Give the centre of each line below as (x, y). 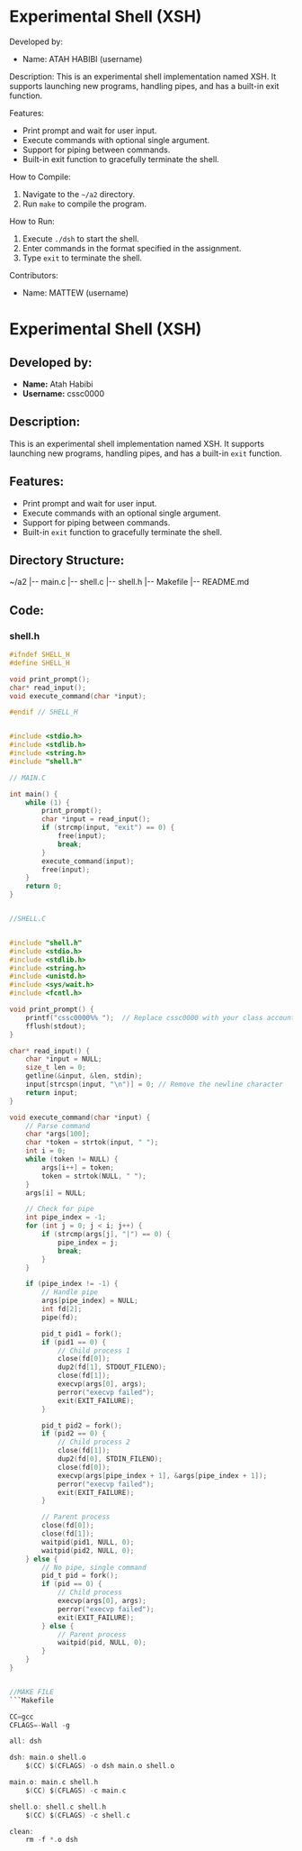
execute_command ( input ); (88, 861)
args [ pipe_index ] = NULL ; (90, 1301)
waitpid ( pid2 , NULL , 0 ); (88, 1550)
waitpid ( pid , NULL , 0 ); (102, 1643)
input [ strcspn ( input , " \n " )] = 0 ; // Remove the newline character (154, 1085)
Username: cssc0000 (63, 393)
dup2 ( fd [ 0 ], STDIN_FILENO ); (110, 1459)
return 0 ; (44, 886)
